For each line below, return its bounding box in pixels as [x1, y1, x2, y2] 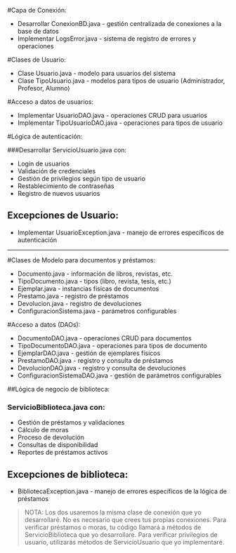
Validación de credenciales [17, 167, 96, 175]
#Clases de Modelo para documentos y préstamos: [7, 255, 156, 264]
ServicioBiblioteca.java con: [7, 402, 105, 412]
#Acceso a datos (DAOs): [7, 320, 81, 328]
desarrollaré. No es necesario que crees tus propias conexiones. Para [24, 515, 227, 524]
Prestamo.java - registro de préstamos [17, 291, 129, 300]
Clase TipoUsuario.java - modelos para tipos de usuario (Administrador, [17, 76, 225, 85]
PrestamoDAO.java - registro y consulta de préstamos [17, 356, 173, 364]
